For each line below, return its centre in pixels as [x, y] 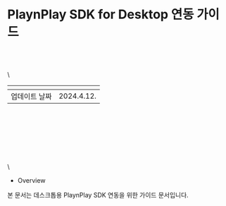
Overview [31, 180]
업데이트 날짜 [31, 96]
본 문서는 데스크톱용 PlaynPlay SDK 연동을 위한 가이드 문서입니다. [98, 195]
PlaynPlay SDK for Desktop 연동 [101, 14]
